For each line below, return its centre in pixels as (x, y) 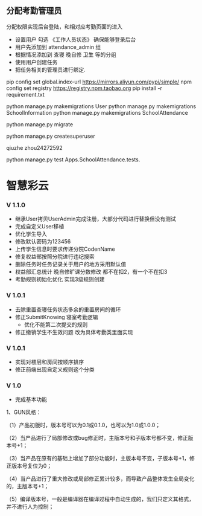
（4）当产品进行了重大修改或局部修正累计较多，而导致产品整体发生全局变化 (100, 479)
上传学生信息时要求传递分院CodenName (65, 249)
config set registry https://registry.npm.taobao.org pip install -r (84, 88)
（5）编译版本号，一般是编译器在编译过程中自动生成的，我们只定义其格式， (100, 499)
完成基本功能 (31, 399)
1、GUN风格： (24, 412)
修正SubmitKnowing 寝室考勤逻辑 (56, 317)
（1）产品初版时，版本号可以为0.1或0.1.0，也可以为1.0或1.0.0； (84, 425)
